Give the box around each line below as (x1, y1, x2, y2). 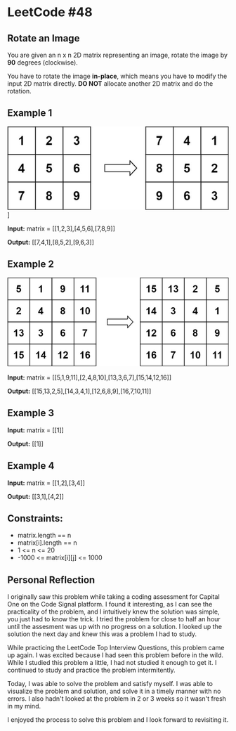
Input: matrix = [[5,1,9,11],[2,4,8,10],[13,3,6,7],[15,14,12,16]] (7, 373, 172, 382)
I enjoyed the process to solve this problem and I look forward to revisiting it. (7, 716, 229, 724)
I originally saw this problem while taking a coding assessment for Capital (7, 593, 220, 601)
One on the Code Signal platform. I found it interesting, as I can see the (7, 600, 213, 609)
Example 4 (7, 460, 55, 472)
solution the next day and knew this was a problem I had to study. (7, 630, 197, 638)
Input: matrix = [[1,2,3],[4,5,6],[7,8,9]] (7, 224, 116, 233)
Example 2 (7, 258, 54, 271)
